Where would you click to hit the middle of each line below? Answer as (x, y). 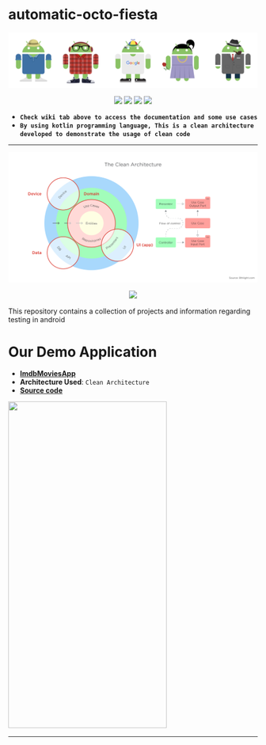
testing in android (37, 320)
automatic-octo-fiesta (83, 15)
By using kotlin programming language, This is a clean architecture (137, 126)
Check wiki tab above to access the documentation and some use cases (139, 118)
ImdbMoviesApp (48, 374)
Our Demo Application (83, 352)
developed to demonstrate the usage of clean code (105, 135)
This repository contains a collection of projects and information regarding (129, 311)
